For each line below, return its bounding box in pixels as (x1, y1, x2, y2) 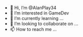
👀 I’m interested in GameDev (10, 10, 69, 16)
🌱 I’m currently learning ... (10, 15, 64, 21)
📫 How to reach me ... (10, 26, 57, 32)
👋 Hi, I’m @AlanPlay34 (10, 5, 57, 10)
